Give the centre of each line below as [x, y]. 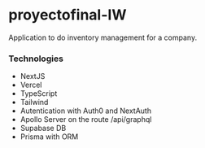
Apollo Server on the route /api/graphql [86, 120]
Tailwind [34, 102]
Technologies [36, 59]
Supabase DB [43, 128]
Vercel [31, 85]
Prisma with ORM [49, 137]
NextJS [33, 76]
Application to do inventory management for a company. [103, 37]
